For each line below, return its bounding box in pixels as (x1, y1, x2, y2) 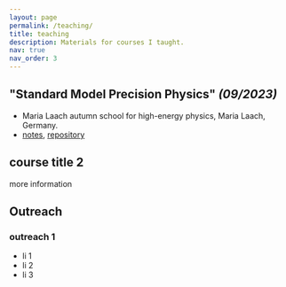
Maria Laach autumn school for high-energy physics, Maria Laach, (21, 110, 266, 120)
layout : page (9, 12, 58, 22)
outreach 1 (9, 230, 56, 243)
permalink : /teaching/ (9, 21, 93, 30)
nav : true (9, 46, 46, 55)
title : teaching (9, 29, 69, 38)
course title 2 (9, 155, 84, 170)
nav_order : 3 (9, 54, 58, 63)
